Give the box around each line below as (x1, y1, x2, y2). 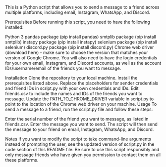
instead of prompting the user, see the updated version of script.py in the (5, 141, 155, 147)
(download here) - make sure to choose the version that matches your (5, 49, 148, 55)
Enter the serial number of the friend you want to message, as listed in (5, 116, 149, 122)
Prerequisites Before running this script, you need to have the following (5, 19, 150, 25)
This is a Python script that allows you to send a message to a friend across (5, 4, 160, 10)
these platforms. (5, 157, 39, 163)
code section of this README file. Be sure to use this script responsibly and (5, 147, 160, 152)
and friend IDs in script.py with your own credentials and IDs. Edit (5, 85, 139, 91)
